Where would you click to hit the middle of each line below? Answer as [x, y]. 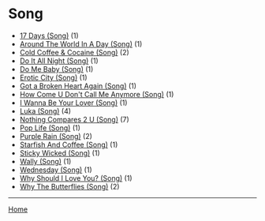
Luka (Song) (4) [45, 110]
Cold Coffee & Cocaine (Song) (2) [75, 52]
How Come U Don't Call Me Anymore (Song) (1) [97, 94]
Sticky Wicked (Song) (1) [60, 153]
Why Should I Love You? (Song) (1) [76, 178]
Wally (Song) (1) [45, 161]
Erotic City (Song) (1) [54, 77]
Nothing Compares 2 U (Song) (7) [75, 119]
